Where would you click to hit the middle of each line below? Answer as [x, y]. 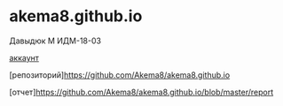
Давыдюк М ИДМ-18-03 [55, 41]
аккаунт [24, 57]
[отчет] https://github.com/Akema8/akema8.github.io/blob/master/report [141, 92]
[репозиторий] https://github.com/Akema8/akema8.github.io [120, 75]
